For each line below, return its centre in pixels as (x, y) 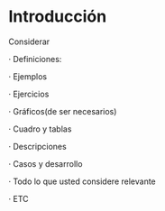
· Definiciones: (35, 59)
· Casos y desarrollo (46, 163)
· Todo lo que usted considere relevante (82, 181)
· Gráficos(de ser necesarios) (63, 111)
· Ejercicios (29, 94)
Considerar (29, 41)
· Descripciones (37, 146)
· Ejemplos (27, 76)
